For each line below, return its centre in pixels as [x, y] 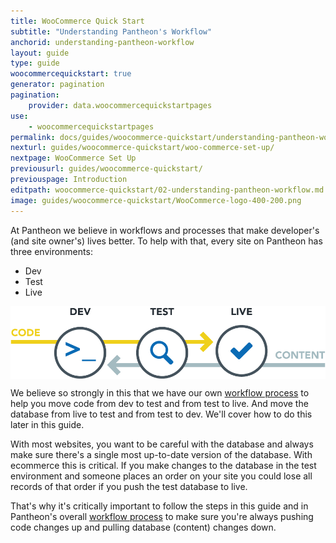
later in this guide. [47, 425]
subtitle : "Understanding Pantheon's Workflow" [111, 31]
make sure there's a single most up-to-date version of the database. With [161, 455]
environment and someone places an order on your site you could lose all [161, 476]
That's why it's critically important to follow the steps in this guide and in [159, 506]
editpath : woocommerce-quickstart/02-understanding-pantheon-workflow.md [167, 190]
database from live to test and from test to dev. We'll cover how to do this [161, 414]
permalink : [33, 137]
